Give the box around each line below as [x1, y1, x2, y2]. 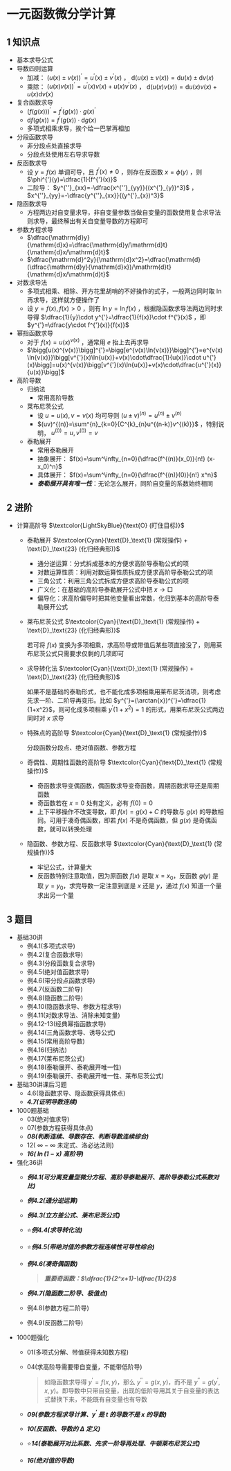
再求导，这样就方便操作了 [26, 296, 100, 304]
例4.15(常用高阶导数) [26, 1037, 86, 1046]
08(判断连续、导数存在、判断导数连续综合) [26, 1132, 149, 1140]
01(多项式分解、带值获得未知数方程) [26, 1348, 129, 1357]
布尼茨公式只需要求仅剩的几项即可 [26, 649, 124, 658]
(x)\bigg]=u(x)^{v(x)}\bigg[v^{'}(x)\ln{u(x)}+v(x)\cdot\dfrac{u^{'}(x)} [26, 360, 222, 369]
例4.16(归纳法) [26, 1046, 67, 1054]
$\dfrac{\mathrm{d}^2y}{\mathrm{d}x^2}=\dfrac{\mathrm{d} [26, 256, 201, 264]
